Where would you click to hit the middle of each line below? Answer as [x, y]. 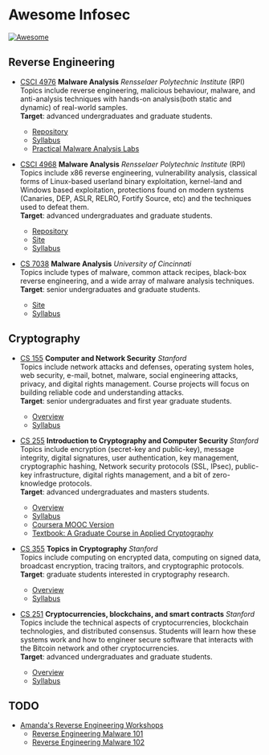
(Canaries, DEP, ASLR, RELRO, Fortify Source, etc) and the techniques [135, 198]
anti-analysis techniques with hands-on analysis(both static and [126, 99]
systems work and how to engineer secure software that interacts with [137, 639]
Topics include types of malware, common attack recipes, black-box [133, 272]
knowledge [39, 483]
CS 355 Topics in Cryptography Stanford [89, 548]
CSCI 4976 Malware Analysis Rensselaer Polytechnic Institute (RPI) [132, 81]
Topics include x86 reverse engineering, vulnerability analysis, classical [139, 172]
